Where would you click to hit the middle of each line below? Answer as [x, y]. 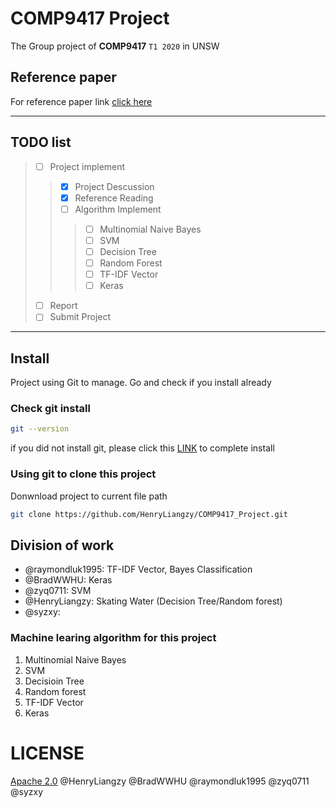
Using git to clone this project [83, 474]
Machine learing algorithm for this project [113, 638]
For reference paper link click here [81, 101]
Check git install [50, 409]
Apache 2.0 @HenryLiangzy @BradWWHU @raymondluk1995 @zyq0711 [160, 781]
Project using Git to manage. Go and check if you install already [141, 383]
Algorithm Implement [118, 209]
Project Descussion [114, 186]
